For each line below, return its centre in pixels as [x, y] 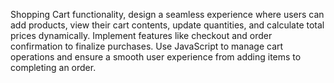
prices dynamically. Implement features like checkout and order [141, 35]
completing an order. [53, 67]
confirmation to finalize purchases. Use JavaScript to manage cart [147, 46]
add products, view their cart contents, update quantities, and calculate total [167, 25]
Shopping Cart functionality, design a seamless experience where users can [167, 14]
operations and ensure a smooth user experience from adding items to [156, 57]
